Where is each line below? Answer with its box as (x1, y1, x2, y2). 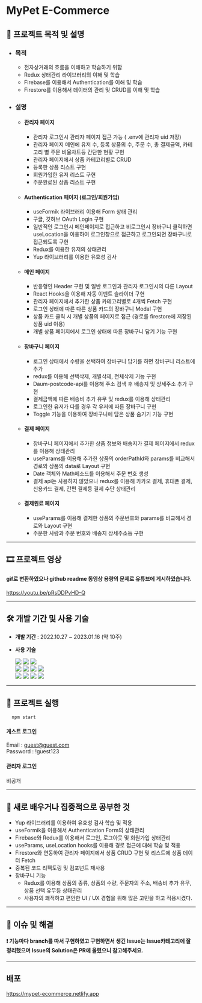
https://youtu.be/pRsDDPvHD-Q (6, 589, 86, 596)
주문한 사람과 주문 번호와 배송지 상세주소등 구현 (32, 530, 144, 537)
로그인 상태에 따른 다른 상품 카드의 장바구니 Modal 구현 (32, 305, 162, 312)
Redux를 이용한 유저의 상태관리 (32, 245, 107, 253)
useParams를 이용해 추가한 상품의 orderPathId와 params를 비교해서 (32, 455, 195, 462)
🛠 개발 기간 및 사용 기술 (6, 613, 89, 624)
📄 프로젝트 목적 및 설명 (6, 29, 85, 39)
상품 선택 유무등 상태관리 (23, 887, 82, 894)
